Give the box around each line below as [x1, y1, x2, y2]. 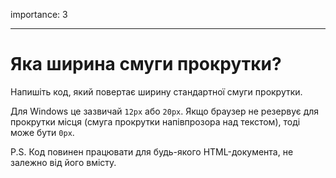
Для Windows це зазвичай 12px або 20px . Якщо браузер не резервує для [10, 105, 320, 117]
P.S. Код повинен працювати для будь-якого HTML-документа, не [10, 145, 294, 158]
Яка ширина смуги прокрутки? [10, 53, 282, 76]
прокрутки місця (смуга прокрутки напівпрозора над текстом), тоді [10, 115, 301, 128]
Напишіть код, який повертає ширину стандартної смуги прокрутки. [10, 85, 303, 98]
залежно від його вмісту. [10, 156, 117, 168]
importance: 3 [10, 9, 68, 20]
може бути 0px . [10, 126, 75, 138]
